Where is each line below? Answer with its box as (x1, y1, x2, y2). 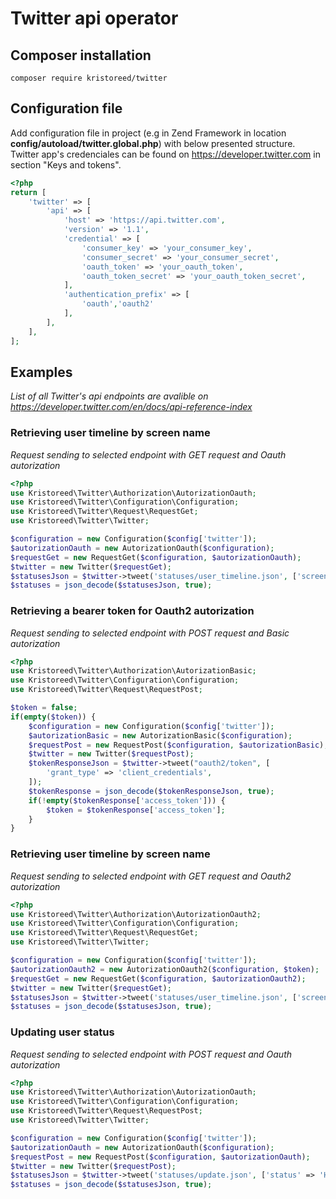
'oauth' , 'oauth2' (81, 299, 155, 309)
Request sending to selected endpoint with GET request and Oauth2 (10, 870, 292, 882)
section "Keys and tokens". (10, 158, 122, 171)
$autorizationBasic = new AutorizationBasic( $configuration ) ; (28, 730, 293, 741)
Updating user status (10, 1025, 115, 1039)
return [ (10, 187, 47, 197)
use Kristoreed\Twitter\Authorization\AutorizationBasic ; (10, 666, 257, 676)
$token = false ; (10, 703, 78, 713)
